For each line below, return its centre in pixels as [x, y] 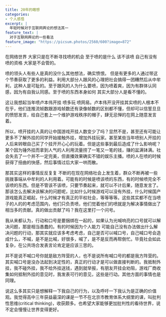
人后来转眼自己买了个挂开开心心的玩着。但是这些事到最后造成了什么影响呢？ [83, 143]
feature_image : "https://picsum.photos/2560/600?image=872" [68, 42]
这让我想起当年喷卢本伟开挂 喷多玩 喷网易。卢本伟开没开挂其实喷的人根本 [80, 102]
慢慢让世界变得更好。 [40, 309]
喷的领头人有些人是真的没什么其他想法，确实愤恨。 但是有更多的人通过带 [79, 73]
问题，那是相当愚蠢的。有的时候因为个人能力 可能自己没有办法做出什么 [81, 226]
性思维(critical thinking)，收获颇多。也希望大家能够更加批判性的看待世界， [81, 303]
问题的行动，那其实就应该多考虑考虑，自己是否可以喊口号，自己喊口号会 [83, 232]
